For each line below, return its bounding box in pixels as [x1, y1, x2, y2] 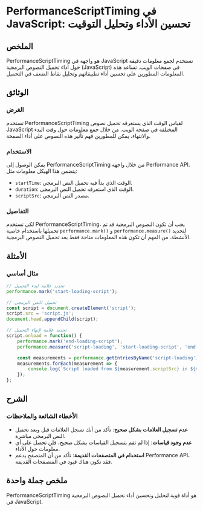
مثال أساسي [6, 269, 39, 277]
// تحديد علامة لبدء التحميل [6, 283, 65, 289]
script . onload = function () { [6, 333, 83, 339]
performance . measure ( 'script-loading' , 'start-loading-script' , [17, 344, 182, 350]
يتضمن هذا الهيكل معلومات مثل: [6, 167, 77, 175]
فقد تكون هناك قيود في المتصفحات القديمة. [14, 458, 113, 465]
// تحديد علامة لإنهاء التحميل [6, 327, 67, 333]
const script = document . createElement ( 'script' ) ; [6, 305, 137, 311]
